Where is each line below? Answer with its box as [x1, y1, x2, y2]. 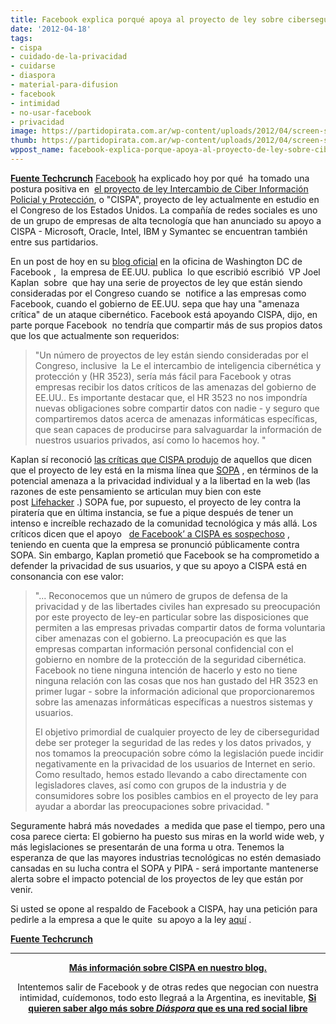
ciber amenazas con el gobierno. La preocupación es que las [34, 632, 287, 644]
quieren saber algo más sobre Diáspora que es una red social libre [28, 1002, 308, 1014]
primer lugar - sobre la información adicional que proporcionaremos [34, 685, 315, 697]
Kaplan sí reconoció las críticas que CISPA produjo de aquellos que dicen [10, 453, 313, 465]
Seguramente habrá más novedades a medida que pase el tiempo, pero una [10, 819, 326, 831]
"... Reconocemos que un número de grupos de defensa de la [34, 589, 288, 601]
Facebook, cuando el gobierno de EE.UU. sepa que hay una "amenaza [10, 297, 300, 310]
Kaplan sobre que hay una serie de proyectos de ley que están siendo [10, 276, 303, 288]
